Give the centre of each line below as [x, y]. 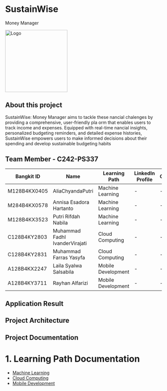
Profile [144, 179]
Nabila [60, 222]
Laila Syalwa [67, 266]
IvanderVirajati [70, 243]
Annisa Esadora [71, 202]
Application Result [34, 304]
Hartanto [63, 208]
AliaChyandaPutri [73, 191]
